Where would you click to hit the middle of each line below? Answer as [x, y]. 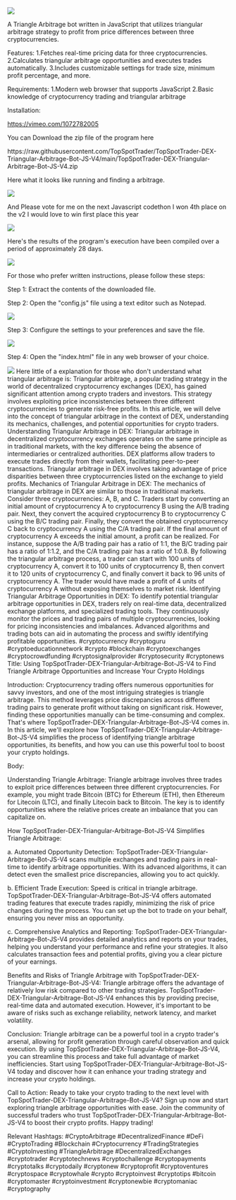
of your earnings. [32, 962]
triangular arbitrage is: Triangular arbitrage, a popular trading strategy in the [117, 379]
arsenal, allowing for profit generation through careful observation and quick [118, 1041]
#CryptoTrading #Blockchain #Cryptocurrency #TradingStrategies [103, 1144]
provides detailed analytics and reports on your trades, [149, 939]
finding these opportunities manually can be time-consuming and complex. [116, 715]
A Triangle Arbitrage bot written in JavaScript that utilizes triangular [105, 24]
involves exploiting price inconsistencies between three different [101, 401]
